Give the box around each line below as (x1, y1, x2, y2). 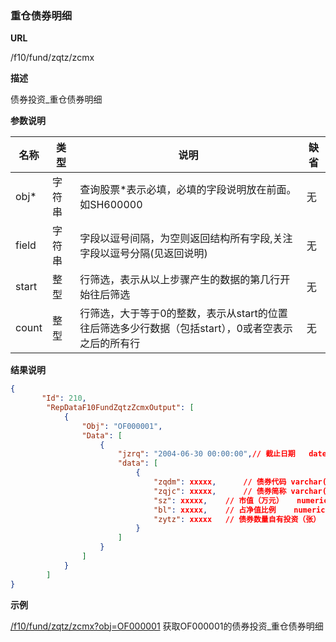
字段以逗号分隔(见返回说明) (79, 247, 208, 261)
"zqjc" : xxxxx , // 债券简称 (153, 486, 287, 496)
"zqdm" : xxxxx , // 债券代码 (153, 477, 287, 487)
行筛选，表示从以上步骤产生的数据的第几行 (79, 273, 281, 287)
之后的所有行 (79, 337, 141, 351)
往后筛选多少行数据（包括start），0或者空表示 (79, 322, 293, 336)
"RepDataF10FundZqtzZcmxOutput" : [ (46, 403, 195, 413)
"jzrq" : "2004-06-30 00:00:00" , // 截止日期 (117, 449, 296, 459)
